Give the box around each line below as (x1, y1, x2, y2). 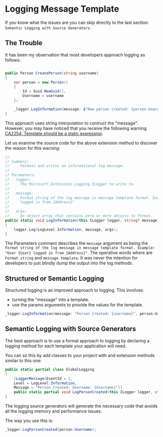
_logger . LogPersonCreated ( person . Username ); (5, 427, 97, 432)
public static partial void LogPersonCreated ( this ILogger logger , (14, 390, 153, 395)
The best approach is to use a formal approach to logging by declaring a (5, 338, 149, 343)
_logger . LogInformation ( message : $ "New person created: (14, 106, 130, 112)
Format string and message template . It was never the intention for (5, 255, 138, 261)
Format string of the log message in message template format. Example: (5, 245, 155, 251)
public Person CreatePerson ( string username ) (5, 71, 98, 76)
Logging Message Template (5, 3, 120, 15)
